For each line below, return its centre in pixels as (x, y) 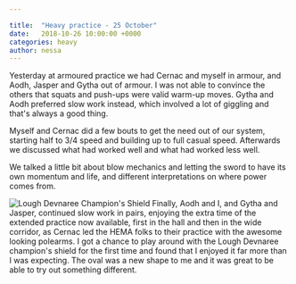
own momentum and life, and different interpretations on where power (138, 177)
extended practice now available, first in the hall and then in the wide (136, 222)
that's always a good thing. (59, 113)
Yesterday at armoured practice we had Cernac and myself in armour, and (145, 76)
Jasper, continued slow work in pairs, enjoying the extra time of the (133, 213)
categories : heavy (43, 42)
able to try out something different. (73, 270)
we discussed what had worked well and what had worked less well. (135, 150)
